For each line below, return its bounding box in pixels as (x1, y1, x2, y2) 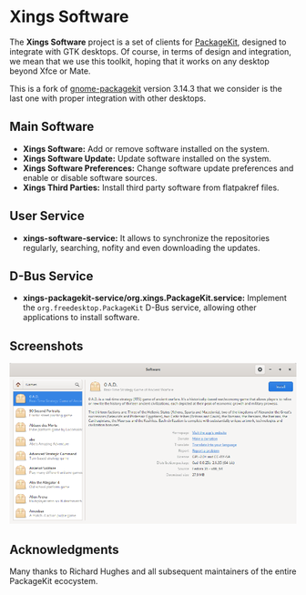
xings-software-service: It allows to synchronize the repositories (22, 232, 270, 243)
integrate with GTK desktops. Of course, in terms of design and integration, (9, 45, 291, 56)
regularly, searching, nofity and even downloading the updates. (22, 242, 261, 253)
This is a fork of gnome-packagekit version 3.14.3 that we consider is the (9, 83, 282, 94)
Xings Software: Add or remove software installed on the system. (22, 143, 270, 154)
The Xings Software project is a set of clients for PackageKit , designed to (9, 36, 287, 47)
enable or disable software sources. (22, 172, 158, 183)
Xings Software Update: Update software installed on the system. (22, 153, 271, 164)
